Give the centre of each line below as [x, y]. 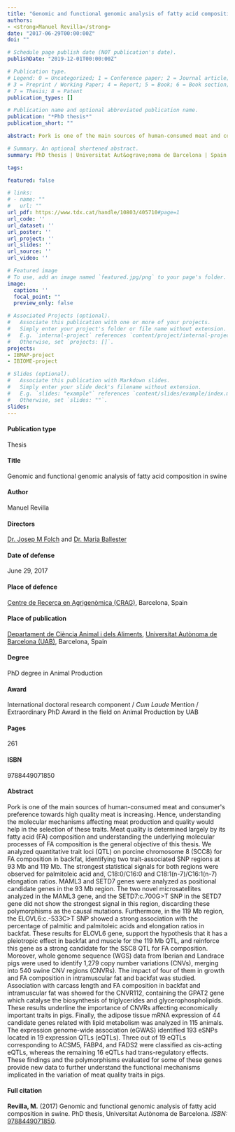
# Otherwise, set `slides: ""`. [58, 400]
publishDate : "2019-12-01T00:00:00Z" [62, 59]
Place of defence [33, 587]
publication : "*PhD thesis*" [50, 117]
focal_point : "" [37, 297]
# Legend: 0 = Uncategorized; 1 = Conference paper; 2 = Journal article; [119, 78]
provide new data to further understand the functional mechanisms [104, 1067]
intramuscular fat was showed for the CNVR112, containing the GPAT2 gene [116, 993]
